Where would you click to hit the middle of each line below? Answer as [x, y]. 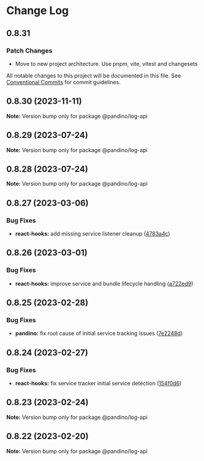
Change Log [37, 11]
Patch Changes [30, 51]
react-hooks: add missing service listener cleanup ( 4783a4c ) [93, 234]
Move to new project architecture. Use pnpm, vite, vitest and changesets [106, 64]
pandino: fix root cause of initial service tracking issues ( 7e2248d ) [99, 333]
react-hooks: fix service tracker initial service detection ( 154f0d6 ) [98, 383]
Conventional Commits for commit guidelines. [63, 82]
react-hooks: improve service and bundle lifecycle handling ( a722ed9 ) [104, 283]
